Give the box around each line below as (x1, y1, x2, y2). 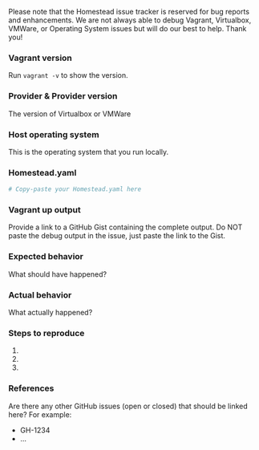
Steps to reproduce (8, 327, 85, 339)
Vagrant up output (8, 204, 82, 215)
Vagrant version (8, 52, 72, 63)
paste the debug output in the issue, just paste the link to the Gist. (8, 231, 226, 241)
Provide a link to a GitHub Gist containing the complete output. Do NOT (8, 222, 243, 232)
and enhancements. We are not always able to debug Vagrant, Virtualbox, (8, 15, 252, 25)
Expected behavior (8, 251, 84, 262)
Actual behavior (8, 289, 72, 300)
